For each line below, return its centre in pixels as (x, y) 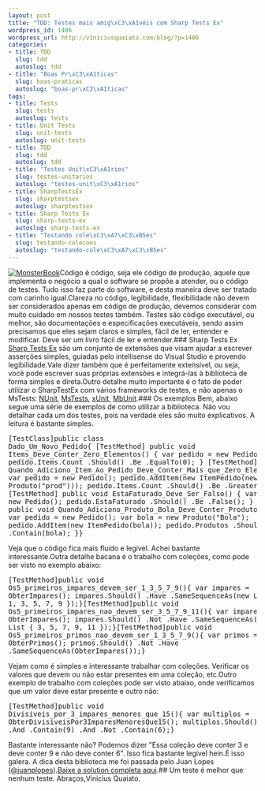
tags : (17, 96)
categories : (28, 45)
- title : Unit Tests (42, 125)
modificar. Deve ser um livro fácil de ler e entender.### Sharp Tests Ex (123, 339)
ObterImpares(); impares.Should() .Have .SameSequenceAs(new (129, 595)
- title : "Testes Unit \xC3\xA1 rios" (68, 170)
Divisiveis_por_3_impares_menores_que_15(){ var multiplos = (129, 714)
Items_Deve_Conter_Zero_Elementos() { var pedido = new (118, 454)
